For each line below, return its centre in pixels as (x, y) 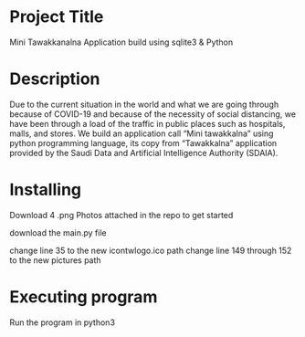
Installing (46, 190)
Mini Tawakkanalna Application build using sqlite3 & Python (121, 42)
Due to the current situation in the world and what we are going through (144, 104)
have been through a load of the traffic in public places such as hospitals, (147, 123)
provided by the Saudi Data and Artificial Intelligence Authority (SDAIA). (144, 153)
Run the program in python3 (63, 322)
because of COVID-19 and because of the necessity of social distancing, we (153, 114)
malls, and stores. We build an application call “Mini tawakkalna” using (142, 133)
